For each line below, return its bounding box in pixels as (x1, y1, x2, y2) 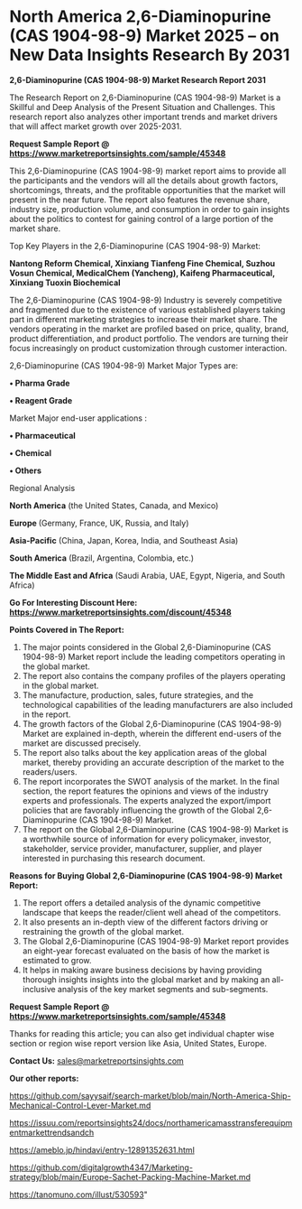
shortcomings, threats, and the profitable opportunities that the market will (9, 184, 286, 195)
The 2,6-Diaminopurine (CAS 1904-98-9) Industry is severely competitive (9, 294, 282, 305)
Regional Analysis (9, 482, 76, 493)
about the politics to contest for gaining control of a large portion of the (9, 213, 274, 224)
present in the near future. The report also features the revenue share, (9, 194, 270, 205)
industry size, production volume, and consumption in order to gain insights (9, 203, 290, 214)
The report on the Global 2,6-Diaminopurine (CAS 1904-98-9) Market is (22, 823, 288, 834)
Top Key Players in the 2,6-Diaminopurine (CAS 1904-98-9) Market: (9, 240, 261, 251)
